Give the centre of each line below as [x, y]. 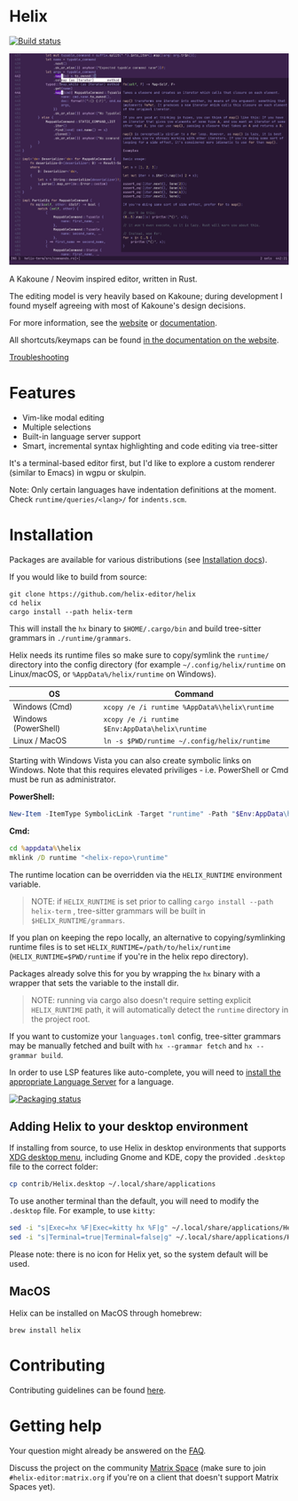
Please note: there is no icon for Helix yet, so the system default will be [139, 1254]
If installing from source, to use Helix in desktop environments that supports [148, 1148]
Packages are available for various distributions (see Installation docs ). [138, 560]
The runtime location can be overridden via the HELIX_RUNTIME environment [145, 874]
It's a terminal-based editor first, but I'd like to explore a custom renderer [142, 463]
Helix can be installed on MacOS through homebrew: [106, 1313]
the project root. [60, 1019]
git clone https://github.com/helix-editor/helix [103, 595]
